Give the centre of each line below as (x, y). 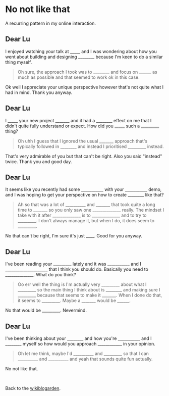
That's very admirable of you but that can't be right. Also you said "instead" (84, 156)
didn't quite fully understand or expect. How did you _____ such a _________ (82, 126)
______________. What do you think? (41, 275)
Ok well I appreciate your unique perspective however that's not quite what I (84, 87)
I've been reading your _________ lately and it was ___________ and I (73, 264)
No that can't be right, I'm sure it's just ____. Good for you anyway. (74, 236)
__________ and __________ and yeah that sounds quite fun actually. (85, 359)
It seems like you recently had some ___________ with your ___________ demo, (83, 189)
